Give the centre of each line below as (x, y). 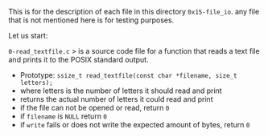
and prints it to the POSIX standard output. (78, 60)
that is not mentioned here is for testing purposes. (91, 20)
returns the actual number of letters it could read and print (116, 99)
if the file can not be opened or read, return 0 (95, 108)
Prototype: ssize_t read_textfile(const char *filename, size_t (128, 75)
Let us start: (28, 36)
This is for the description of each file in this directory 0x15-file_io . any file (134, 12)
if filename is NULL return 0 (63, 116)
